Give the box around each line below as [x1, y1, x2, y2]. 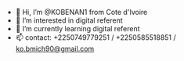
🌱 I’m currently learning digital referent [15, 24, 140, 33]
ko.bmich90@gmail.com [15, 44, 95, 53]
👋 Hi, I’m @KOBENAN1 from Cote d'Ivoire [15, 8, 148, 16]
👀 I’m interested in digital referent [15, 16, 123, 25]
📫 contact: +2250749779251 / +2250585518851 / [15, 33, 176, 42]
